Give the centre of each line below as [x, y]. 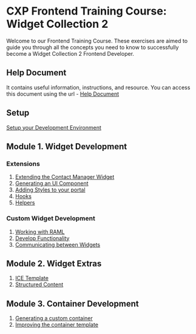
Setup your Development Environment [54, 127]
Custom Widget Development [51, 218]
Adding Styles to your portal [50, 190]
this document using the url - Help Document [63, 94]
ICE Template [32, 278]
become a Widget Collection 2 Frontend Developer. [70, 53]
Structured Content [39, 285]
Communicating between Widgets [58, 244]
